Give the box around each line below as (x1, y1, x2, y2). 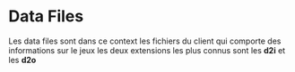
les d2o (8, 54, 37, 65)
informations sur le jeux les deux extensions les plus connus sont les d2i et (8, 44, 286, 55)
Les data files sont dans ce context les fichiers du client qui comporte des (8, 36, 282, 46)
